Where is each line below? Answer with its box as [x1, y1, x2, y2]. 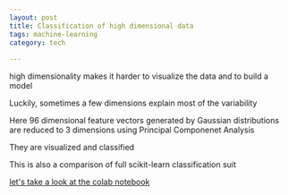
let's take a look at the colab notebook [9, 176, 150, 188]
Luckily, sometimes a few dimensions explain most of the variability [9, 97, 258, 108]
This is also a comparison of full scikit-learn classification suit [9, 159, 237, 170]
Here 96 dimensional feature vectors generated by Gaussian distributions [9, 115, 280, 126]
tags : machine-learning [9, 30, 98, 38]
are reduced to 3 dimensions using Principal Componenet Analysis [9, 124, 255, 135]
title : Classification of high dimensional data [9, 21, 194, 30]
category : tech [9, 38, 66, 47]
